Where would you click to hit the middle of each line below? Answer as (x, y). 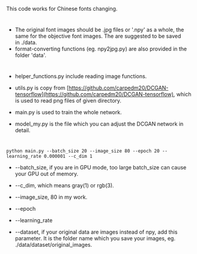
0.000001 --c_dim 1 (68, 156)
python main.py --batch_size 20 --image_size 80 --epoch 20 (83, 151)
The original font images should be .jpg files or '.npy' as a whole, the (99, 30)
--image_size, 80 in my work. (51, 197)
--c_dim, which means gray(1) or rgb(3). (64, 185)
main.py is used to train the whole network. (68, 112)
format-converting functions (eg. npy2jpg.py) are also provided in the (101, 49)
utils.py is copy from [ (42, 88)
